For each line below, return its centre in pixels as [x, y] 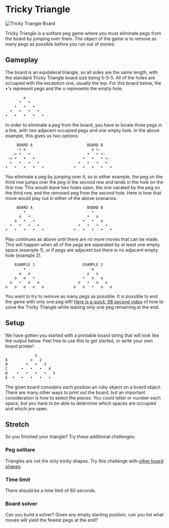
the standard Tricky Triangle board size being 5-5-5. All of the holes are [80, 78]
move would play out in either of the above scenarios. [61, 198]
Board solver [21, 504]
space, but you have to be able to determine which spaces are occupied [81, 403]
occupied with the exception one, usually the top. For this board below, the [83, 83]
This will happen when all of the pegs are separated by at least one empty [82, 244]
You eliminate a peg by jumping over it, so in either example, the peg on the [84, 177]
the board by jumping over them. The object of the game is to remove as [81, 39]
